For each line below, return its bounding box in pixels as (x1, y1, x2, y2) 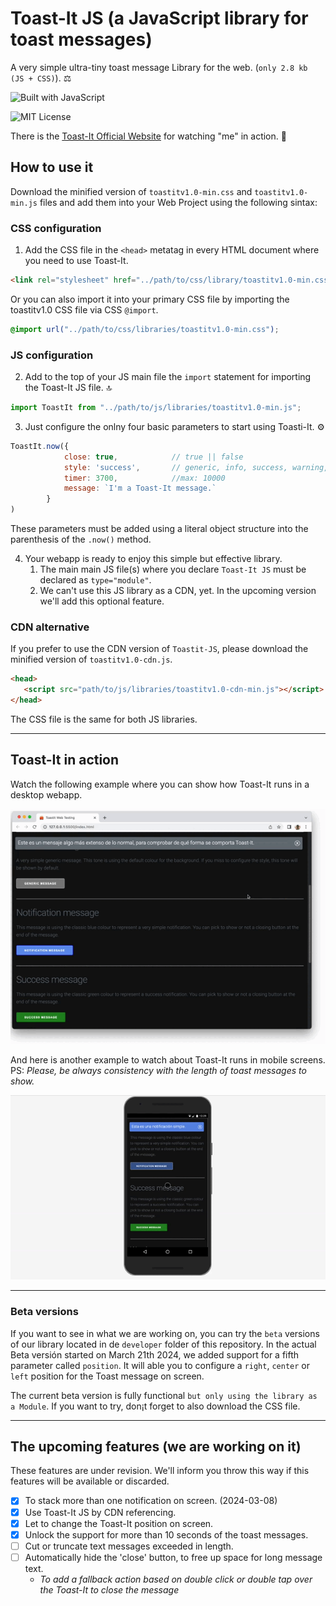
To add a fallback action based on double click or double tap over (39, 1573, 313, 1585)
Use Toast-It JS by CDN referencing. (24, 1506, 177, 1518)
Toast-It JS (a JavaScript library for (10, 7, 309, 30)
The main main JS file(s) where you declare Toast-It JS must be (39, 563, 307, 576)
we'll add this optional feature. (39, 595, 165, 607)
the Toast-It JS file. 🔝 (24, 382, 113, 394)
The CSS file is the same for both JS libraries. (10, 713, 198, 726)
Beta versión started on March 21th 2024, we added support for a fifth (10, 1348, 300, 1361)
